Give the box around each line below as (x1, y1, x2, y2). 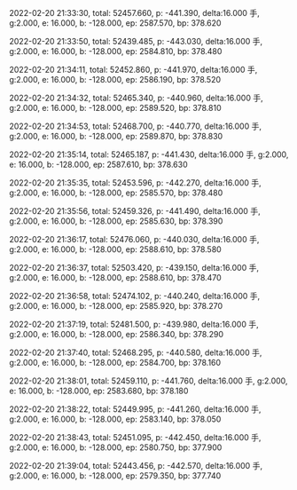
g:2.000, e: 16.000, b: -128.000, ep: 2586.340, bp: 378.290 (9, 329, 224, 339)
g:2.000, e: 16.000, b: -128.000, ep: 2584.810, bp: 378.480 (9, 46, 223, 56)
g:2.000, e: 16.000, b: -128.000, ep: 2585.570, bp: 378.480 (9, 187, 223, 198)
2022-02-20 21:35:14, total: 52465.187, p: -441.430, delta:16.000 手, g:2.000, (9, 149, 289, 160)
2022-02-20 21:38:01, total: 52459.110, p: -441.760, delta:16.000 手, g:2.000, (9, 375, 288, 386)
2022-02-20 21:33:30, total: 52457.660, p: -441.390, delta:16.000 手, (9, 8, 260, 18)
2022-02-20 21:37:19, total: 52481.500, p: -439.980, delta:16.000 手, (9, 319, 259, 329)
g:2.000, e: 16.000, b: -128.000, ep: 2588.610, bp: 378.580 (9, 244, 222, 255)
